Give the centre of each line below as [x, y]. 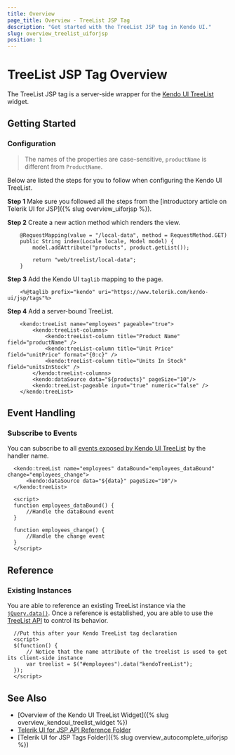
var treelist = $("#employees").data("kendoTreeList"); [109, 664]
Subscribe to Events [42, 433]
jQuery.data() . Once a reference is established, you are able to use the [110, 613]
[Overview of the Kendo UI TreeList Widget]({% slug [93, 715]
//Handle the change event [65, 536]
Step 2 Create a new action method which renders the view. [94, 222]
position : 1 [25, 40]
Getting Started [42, 124]
